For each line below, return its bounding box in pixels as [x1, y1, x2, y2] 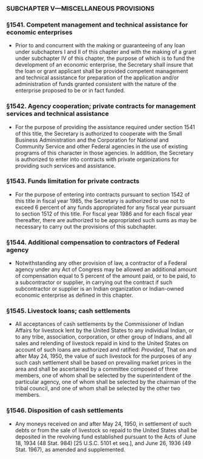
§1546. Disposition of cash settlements [6, 406, 124, 415]
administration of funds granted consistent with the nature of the [15, 81, 177, 88]
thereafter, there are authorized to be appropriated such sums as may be [15, 216, 197, 223]
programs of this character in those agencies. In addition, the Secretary [15, 149, 194, 156]
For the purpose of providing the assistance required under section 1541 [15, 123, 195, 131]
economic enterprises [6, 28, 73, 36]
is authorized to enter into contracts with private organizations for [15, 156, 179, 163]
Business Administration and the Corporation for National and [15, 136, 169, 144]
